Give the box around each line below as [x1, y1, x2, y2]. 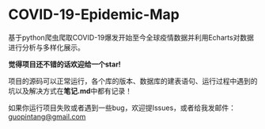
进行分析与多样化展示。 [8, 42, 85, 52]
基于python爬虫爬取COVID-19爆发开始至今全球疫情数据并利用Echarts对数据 [8, 32, 255, 42]
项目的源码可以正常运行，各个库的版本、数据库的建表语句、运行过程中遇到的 [8, 76, 258, 85]
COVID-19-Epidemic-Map [8, 6, 180, 24]
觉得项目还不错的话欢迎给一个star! [8, 59, 121, 69]
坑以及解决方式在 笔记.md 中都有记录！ [8, 85, 133, 96]
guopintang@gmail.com [8, 112, 86, 121]
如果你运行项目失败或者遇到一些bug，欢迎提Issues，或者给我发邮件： [8, 103, 236, 112]
